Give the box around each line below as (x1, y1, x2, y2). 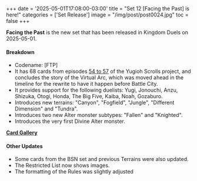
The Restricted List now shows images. (14, 162, 110, 169)
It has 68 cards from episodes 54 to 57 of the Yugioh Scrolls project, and (14, 68, 191, 75)
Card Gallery (6, 129, 38, 136)
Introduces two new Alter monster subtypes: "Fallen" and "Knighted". (14, 112, 183, 119)
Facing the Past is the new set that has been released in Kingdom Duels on (6, 29, 188, 36)
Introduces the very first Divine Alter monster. (14, 118, 125, 125)
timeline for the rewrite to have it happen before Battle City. (14, 81, 158, 88)
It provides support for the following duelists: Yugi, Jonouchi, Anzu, (14, 86, 178, 93)
